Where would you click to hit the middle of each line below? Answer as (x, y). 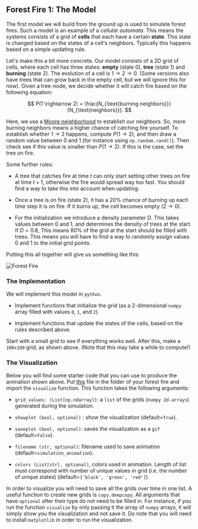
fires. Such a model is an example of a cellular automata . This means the (95, 30)
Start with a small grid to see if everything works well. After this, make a (93, 341)
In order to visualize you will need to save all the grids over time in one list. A (99, 489)
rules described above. (43, 330)
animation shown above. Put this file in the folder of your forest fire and (93, 382)
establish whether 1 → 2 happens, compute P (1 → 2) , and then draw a (91, 134)
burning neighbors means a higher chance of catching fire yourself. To (92, 127)
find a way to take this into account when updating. (77, 188)
